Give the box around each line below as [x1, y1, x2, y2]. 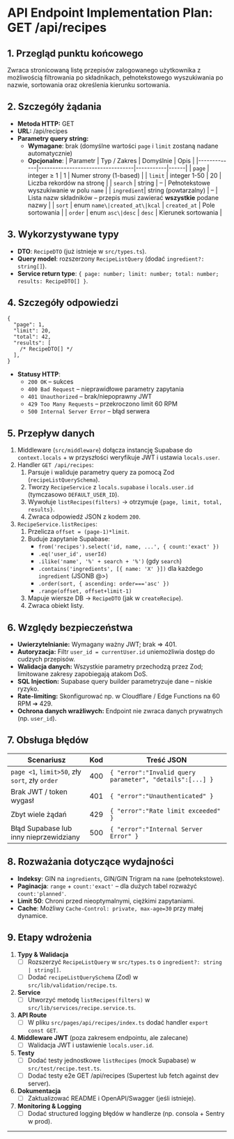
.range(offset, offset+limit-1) [38, 588, 132, 595]
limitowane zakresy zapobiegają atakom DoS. [17, 670, 148, 678]
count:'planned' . [17, 889, 67, 897]
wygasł [10, 795, 34, 805]
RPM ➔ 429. [17, 699, 53, 708]
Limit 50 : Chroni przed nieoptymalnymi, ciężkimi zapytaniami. [17, 896, 195, 905]
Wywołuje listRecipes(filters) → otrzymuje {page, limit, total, [27, 498, 223, 506]
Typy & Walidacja [17, 950, 69, 958]
